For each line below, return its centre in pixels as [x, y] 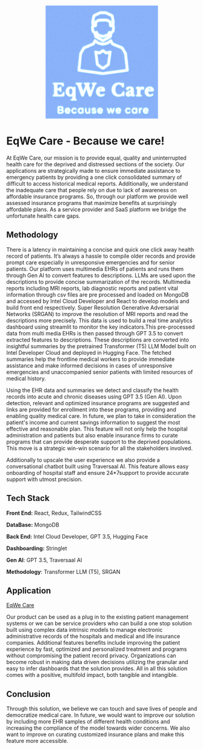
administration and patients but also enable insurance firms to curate [92, 435]
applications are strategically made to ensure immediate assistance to [93, 170]
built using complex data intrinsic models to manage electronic [85, 630]
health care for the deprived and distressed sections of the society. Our [95, 164]
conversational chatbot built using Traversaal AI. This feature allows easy [98, 466]
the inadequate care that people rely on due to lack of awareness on [92, 190]
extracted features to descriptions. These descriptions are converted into [98, 340]
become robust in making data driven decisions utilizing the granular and [97, 662]
